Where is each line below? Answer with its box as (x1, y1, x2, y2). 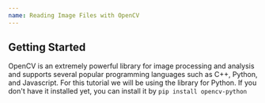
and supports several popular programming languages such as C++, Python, (8, 70, 259, 79)
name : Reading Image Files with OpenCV (8, 11, 140, 20)
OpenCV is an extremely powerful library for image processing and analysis (8, 61, 255, 71)
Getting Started (8, 41, 86, 54)
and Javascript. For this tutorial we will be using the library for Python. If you (8, 78, 257, 87)
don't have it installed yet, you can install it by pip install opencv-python (8, 86, 248, 96)
